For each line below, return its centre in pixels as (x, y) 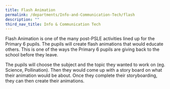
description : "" (22, 19)
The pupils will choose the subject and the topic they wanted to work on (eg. (85, 65)
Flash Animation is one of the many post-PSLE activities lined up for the (80, 39)
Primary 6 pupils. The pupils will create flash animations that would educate (84, 44)
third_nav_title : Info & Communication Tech (53, 24)
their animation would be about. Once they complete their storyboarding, (81, 76)
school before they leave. (32, 55)
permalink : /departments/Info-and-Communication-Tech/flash (70, 15)
